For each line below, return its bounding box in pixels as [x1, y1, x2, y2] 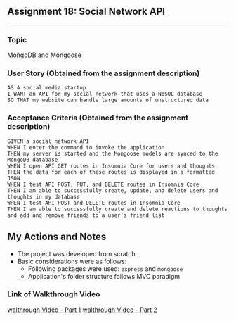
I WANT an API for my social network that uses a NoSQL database [7, 91, 202, 98]
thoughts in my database [7, 193, 80, 200]
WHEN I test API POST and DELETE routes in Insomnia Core [7, 199, 181, 206]
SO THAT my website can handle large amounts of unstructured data [7, 96, 209, 104]
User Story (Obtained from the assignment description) [7, 68, 200, 78]
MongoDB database [7, 156, 58, 163]
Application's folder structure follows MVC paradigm [27, 272, 181, 280]
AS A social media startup [7, 84, 86, 92]
